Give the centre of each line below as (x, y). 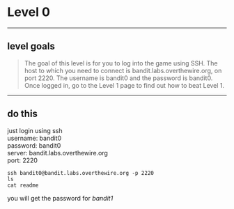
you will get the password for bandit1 (60, 198)
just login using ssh (35, 130)
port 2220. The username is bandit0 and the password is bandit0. (118, 78)
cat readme (23, 185)
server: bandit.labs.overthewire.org (57, 153)
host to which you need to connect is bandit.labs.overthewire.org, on (123, 70)
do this (23, 114)
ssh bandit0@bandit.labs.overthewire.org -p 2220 (81, 173)
